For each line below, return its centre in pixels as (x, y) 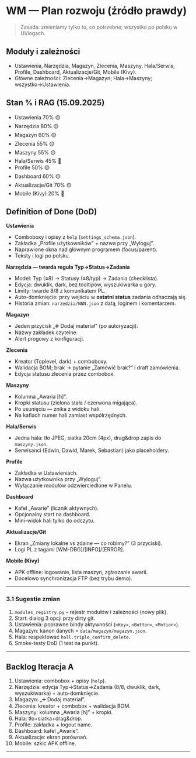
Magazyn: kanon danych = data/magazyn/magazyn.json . (80, 630)
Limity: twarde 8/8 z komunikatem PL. (60, 291)
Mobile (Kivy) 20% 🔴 (39, 193)
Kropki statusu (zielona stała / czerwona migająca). (76, 403)
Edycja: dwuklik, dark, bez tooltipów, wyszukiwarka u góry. (85, 284)
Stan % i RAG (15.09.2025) (55, 103)
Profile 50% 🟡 (32, 167)
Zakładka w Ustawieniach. (46, 473)
